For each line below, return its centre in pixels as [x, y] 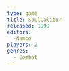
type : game [22, 13]
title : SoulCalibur [34, 20]
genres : [18, 51]
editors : [19, 32]
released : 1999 [28, 26]
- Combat [25, 57]
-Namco [22, 39]
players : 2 [22, 45]
